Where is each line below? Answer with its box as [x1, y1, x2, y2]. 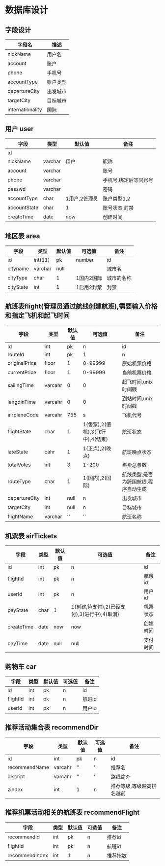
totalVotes [7, 461, 31, 468]
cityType [7, 274, 28, 281]
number [76, 256, 94, 263]
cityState [7, 283, 28, 290]
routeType [7, 478, 31, 485]
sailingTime [7, 382, 34, 389]
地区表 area [5, 232, 40, 241]
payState [7, 607, 28, 614]
